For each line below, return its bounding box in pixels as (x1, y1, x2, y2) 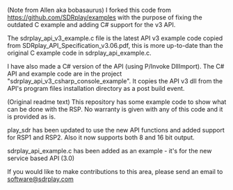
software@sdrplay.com (7, 175, 74, 183)
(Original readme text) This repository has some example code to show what (7, 98, 227, 106)
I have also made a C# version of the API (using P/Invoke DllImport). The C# (7, 62, 225, 70)
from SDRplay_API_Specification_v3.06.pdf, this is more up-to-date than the (7, 42, 224, 49)
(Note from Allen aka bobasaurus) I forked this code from (7, 6, 172, 14)
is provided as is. (7, 112, 56, 121)
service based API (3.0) (7, 154, 75, 162)
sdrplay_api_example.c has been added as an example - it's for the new (7, 147, 212, 155)
